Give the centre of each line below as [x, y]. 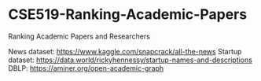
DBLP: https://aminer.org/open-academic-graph [86, 68]
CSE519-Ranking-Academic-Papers [128, 15]
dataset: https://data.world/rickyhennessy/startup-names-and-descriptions [130, 60]
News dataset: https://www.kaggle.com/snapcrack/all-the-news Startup [125, 51]
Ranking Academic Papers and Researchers [79, 36]
